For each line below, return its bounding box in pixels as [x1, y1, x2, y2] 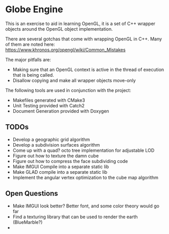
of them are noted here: [5, 41, 55, 47]
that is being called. [12, 72, 55, 78]
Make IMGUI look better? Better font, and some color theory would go [12, 203, 160, 209]
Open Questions [5, 189, 58, 198]
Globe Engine [5, 4, 63, 15]
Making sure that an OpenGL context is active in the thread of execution [12, 66, 164, 73]
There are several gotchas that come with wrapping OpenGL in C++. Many [5, 36, 162, 42]
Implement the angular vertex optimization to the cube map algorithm [12, 174, 158, 180]
